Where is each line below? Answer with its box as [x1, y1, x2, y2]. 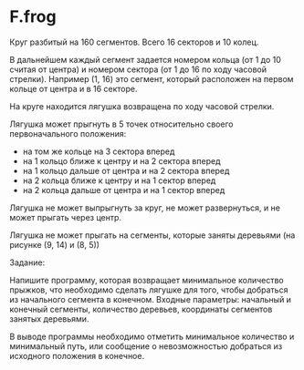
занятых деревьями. [9, 313, 89, 324]
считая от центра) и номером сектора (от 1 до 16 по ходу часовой [9, 64, 267, 75]
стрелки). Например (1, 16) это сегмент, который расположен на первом [9, 73, 294, 84]
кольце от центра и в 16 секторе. [9, 83, 139, 94]
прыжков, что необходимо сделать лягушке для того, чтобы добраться [9, 284, 288, 295]
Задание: [9, 257, 46, 268]
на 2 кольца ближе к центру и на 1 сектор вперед [22, 175, 216, 186]
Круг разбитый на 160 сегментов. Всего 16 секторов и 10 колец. [9, 36, 259, 47]
